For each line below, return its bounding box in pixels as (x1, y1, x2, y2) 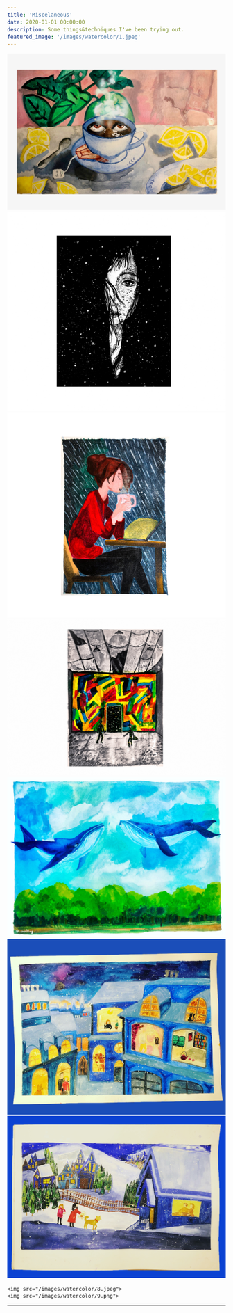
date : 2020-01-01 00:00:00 (7, 18, 85, 26)
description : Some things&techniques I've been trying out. (7, 26, 185, 33)
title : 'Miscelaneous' (7, 11, 73, 18)
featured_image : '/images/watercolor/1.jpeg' (7, 33, 141, 40)
